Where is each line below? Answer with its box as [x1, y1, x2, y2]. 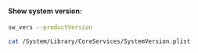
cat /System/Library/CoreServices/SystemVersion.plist [8, 37, 191, 46]
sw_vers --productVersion [8, 23, 92, 31]
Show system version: [8, 6, 82, 16]
